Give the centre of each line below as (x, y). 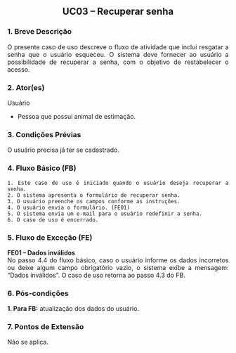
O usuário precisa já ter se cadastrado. (63, 150)
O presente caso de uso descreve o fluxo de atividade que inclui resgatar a (118, 47)
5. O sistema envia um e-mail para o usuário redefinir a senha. (105, 214)
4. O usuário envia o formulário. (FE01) (69, 207)
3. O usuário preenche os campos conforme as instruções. (94, 201)
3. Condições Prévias (44, 134)
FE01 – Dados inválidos (41, 252)
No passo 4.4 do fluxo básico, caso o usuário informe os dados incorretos (118, 260)
